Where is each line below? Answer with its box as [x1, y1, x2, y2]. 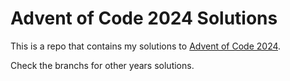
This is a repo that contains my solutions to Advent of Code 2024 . [10, 40, 282, 52]
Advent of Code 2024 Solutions [10, 7, 278, 30]
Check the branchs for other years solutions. [10, 59, 195, 71]
